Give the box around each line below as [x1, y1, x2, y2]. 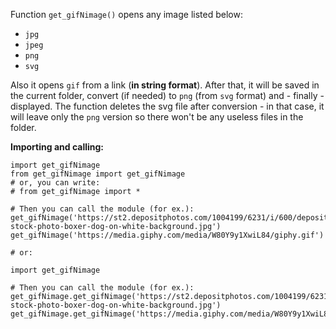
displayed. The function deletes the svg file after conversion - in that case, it [10, 100, 325, 112]
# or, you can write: [10, 178, 101, 188]
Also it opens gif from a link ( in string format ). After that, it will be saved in [10, 79, 320, 91]
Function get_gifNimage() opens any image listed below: [10, 9, 243, 20]
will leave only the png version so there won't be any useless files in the [10, 111, 304, 123]
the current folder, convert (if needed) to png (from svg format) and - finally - [10, 90, 325, 101]
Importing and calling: [10, 141, 104, 153]
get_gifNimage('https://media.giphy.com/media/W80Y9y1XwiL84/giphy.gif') [10, 230, 325, 240]
